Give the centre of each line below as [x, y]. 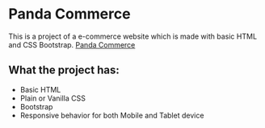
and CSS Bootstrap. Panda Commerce [72, 44]
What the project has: [64, 70]
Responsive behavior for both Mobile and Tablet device [112, 115]
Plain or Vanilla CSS [53, 98]
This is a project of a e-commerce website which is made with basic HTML [132, 36]
